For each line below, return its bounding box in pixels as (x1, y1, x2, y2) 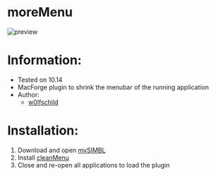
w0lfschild (28, 98, 59, 106)
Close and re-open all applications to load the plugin (17, 161, 170, 169)
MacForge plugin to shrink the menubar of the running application (17, 82, 210, 92)
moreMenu (7, 4, 73, 20)
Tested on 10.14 (17, 75, 63, 84)
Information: (7, 52, 83, 68)
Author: (17, 90, 40, 99)
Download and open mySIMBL (17, 146, 106, 154)
